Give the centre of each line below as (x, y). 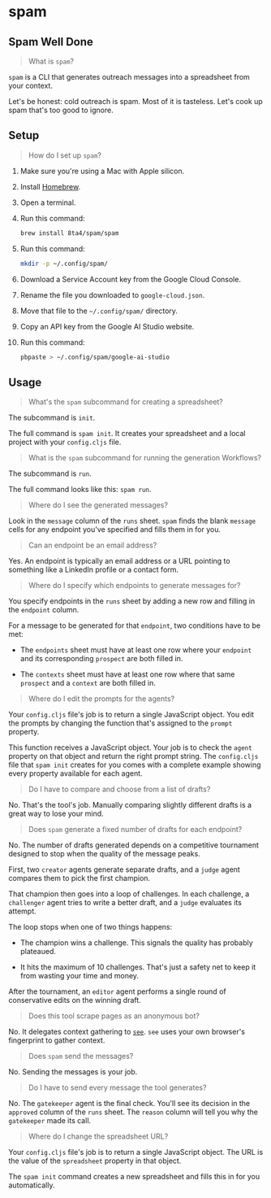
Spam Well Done (51, 42)
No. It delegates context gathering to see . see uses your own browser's (127, 1032)
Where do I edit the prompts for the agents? (101, 699)
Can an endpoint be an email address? (92, 545)
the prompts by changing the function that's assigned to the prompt (120, 723)
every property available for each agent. (76, 773)
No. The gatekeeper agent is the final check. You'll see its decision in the (129, 1104)
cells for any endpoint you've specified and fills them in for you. (115, 529)
